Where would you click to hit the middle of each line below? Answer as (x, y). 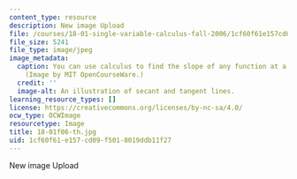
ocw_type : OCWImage (45, 116)
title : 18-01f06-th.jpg (53, 132)
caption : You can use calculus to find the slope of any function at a (152, 67)
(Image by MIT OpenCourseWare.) (84, 75)
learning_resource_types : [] (63, 99)
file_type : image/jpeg (51, 50)
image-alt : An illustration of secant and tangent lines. (126, 91)
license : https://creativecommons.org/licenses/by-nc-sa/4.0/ (126, 108)
